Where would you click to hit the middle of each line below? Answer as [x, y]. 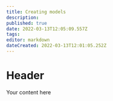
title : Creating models [36, 12]
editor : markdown [28, 40]
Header [25, 76]
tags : [13, 34]
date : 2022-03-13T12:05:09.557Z [47, 29]
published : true [27, 23]
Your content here [29, 92]
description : [23, 18]
